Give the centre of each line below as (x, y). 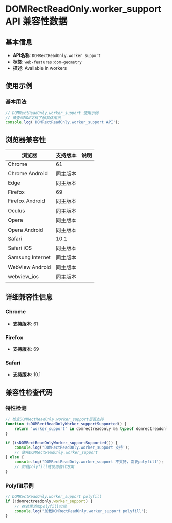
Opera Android (26, 230)
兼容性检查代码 (29, 392)
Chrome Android (28, 174)
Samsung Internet (29, 257)
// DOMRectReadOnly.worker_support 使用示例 (52, 113)
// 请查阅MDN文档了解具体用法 (33, 118)
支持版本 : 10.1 (27, 375)
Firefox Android (26, 201)
